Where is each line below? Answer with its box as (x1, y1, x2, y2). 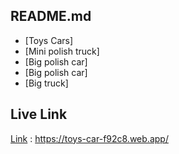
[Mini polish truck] (24, 45, 100, 57)
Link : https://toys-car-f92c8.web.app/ (10, 132, 169, 144)
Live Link (10, 106, 68, 123)
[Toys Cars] (24, 34, 74, 46)
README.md (10, 8, 92, 25)
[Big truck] (24, 77, 69, 89)
